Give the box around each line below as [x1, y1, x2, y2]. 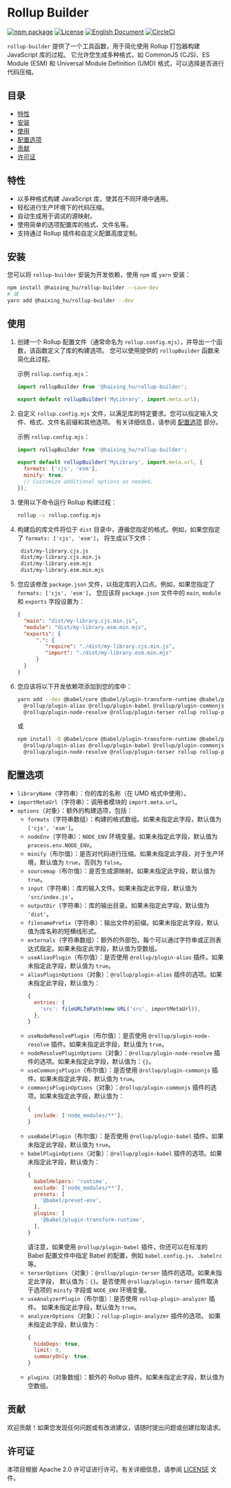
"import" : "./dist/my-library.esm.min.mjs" [45, 650, 172, 657]
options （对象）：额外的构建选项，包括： [17, 806, 133, 815]
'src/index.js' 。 [27, 892, 77, 901]
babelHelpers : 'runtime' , [33, 1178, 108, 1184]
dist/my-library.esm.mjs [20, 560, 92, 567]
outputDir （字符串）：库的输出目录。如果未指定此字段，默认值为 [27, 901, 210, 909]
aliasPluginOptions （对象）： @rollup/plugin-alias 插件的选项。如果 [27, 970, 223, 978]
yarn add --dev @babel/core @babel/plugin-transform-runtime [17, 695, 197, 703]
